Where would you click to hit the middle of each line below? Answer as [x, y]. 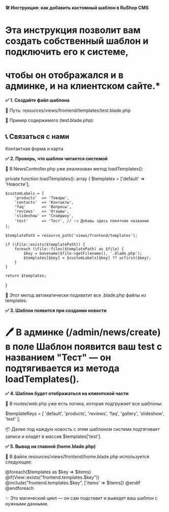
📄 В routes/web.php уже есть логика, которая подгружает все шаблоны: [84, 403]
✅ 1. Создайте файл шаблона [37, 100]
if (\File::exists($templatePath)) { [45, 245]
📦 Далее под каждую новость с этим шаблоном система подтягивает [82, 429]
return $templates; [26, 276]
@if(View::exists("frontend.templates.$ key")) [52, 477]
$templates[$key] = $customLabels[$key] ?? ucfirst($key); [88, 258]
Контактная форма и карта [34, 149]
